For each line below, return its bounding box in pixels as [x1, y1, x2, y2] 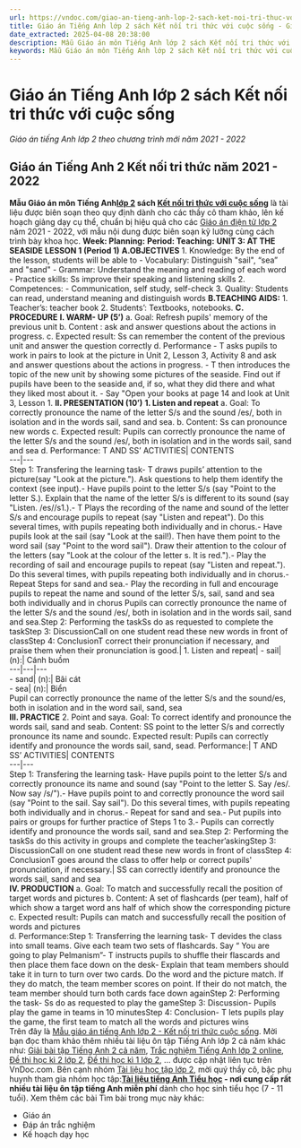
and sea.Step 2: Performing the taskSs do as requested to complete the [9, 616, 274, 627]
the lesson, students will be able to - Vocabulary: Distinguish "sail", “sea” [9, 255, 279, 265]
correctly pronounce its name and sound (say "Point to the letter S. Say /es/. [9, 778, 291, 789]
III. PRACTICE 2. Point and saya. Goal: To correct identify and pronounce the [9, 712, 292, 722]
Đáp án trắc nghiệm [21, 1119, 96, 1130]
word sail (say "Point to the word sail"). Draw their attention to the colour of [9, 539, 287, 551]
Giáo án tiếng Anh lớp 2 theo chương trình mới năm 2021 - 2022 [9, 134, 246, 144]
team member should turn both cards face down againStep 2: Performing [9, 988, 280, 998]
